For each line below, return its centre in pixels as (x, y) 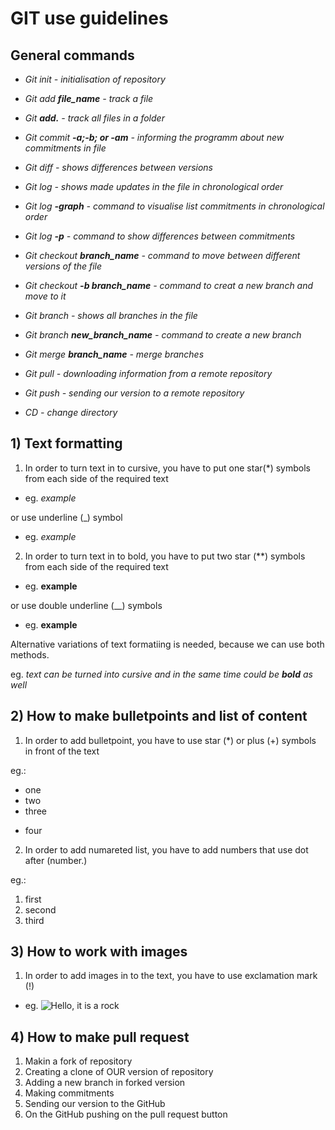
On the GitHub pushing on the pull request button (126, 1114)
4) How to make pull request (100, 1037)
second (40, 909)
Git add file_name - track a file (89, 98)
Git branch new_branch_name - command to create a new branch (163, 335)
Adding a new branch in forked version (105, 1083)
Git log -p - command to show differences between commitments (160, 236)
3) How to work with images (99, 952)
